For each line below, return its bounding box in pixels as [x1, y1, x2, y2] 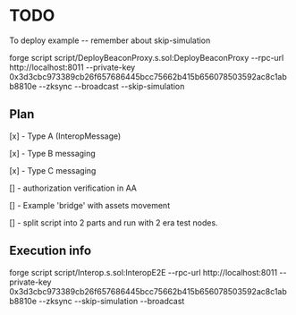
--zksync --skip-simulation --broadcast [38, 295, 185, 306]
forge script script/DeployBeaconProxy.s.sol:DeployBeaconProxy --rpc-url [9, 52, 284, 63]
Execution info [9, 243, 92, 259]
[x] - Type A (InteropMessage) [9, 131, 122, 141]
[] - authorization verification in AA [9, 183, 137, 193]
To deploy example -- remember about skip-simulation [9, 35, 211, 46]
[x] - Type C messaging [9, 165, 97, 175]
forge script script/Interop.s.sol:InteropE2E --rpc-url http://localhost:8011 [9, 267, 278, 277]
